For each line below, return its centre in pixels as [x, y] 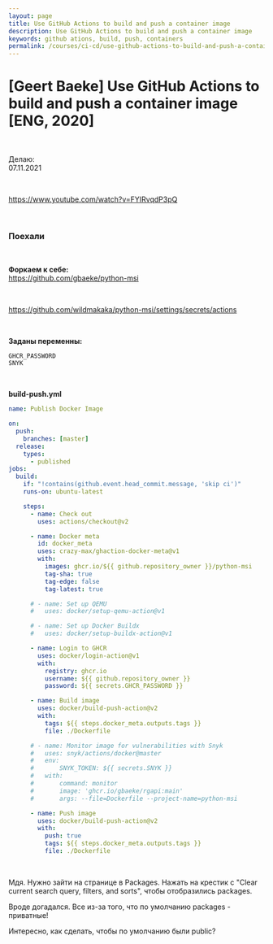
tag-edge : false [72, 581]
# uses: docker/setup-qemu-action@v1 [97, 611]
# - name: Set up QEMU [68, 604]
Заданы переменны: [45, 341]
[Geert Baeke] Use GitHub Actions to [134, 87]
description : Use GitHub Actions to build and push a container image [130, 31]
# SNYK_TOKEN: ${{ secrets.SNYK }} [101, 768]
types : [34, 454]
